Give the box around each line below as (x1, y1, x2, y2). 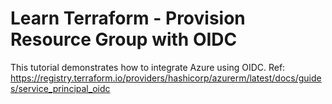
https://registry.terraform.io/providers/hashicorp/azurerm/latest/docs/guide (10, 72, 322, 84)
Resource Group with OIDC (10, 28, 238, 51)
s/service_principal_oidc (10, 82, 111, 94)
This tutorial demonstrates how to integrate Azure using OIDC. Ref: (10, 61, 286, 73)
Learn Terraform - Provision (10, 7, 246, 30)
